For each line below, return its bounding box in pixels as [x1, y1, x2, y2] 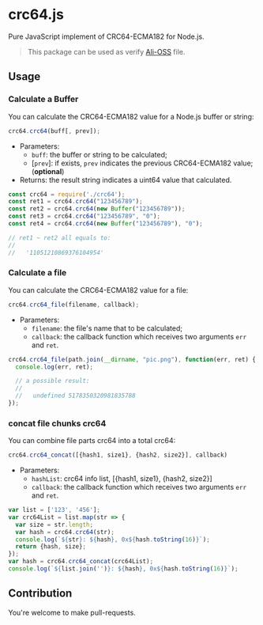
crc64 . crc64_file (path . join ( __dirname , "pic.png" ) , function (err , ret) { [8, 355, 257, 363]
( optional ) [31, 166, 65, 176]
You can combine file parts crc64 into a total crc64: [8, 436, 176, 445]
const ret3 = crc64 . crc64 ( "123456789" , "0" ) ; [8, 212, 160, 221]
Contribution [8, 587, 73, 600]
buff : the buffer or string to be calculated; [31, 150, 167, 159]
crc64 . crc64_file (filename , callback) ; [8, 301, 140, 309]
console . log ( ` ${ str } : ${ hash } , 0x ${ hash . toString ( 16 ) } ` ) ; [15, 536, 211, 544]
